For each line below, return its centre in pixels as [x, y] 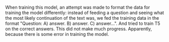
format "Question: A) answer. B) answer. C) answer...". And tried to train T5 [83, 23]
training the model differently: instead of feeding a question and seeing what [85, 13]
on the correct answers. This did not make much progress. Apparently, [79, 29]
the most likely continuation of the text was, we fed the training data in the [82, 18]
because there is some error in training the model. [57, 34]
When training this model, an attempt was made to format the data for [78, 7]
